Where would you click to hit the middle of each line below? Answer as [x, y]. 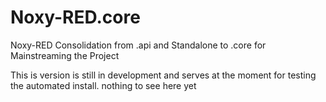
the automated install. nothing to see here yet [103, 85]
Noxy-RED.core [75, 17]
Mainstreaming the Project [65, 55]
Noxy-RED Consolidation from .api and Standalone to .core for [138, 45]
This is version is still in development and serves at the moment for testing [163, 75]
